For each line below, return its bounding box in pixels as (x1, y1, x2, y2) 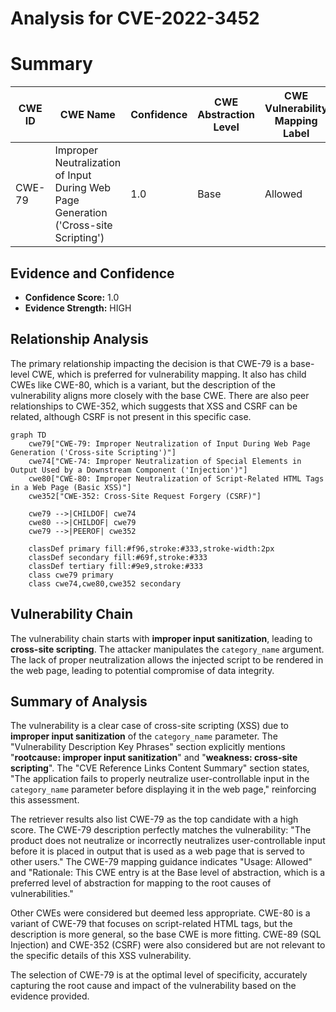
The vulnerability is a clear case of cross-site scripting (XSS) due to (10, 720, 290, 732)
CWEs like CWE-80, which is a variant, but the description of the (10, 378, 276, 391)
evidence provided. (10, 990, 90, 1002)
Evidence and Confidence (10, 265, 175, 282)
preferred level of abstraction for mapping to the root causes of (10, 877, 272, 889)
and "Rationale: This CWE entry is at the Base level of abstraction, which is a (10, 867, 326, 879)
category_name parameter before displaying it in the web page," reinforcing (10, 783, 317, 796)
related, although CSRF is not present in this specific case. (10, 410, 252, 422)
